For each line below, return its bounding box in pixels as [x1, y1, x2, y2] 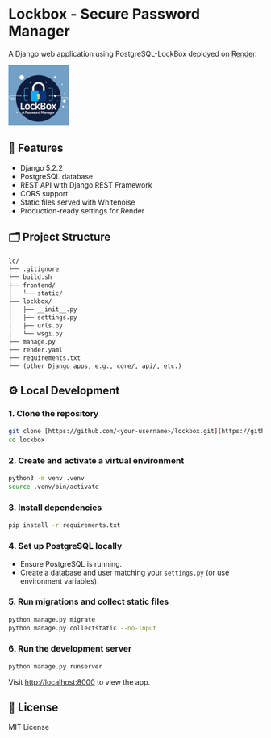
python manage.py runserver [8, 662, 103, 671]
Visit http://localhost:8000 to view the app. [8, 677, 151, 687]
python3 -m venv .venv [8, 474, 85, 483]
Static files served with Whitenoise [19, 197, 135, 207]
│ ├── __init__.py [8, 305, 78, 314]
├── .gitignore [8, 264, 60, 273]
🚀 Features [8, 141, 64, 155]
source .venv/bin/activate [8, 483, 99, 491]
